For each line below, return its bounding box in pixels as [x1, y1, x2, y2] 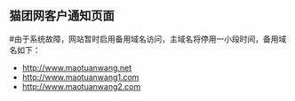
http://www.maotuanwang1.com [21, 72, 140, 82]
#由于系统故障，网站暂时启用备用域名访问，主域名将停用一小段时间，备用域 [9, 34, 287, 44]
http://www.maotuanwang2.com [21, 81, 141, 91]
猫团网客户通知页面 [9, 8, 115, 24]
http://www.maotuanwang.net [21, 62, 132, 73]
